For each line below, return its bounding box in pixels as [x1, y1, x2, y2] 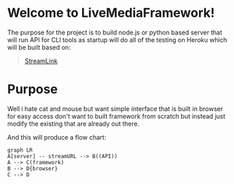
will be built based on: [7, 43, 71, 51]
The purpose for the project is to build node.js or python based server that [7, 28, 223, 37]
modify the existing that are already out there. [7, 119, 140, 128]
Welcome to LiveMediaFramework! [7, 5, 216, 21]
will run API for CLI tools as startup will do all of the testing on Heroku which [7, 35, 227, 44]
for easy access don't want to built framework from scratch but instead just [7, 112, 226, 120]
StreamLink [24, 56, 58, 65]
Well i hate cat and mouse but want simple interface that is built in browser [7, 104, 223, 113]
